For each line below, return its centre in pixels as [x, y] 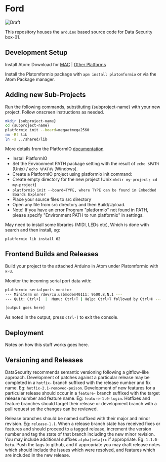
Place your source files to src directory [52, 199]
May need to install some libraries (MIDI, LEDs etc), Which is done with [77, 225]
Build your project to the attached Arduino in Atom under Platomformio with [82, 266]
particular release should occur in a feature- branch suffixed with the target [83, 393]
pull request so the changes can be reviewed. [51, 409]
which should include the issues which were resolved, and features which [80, 450]
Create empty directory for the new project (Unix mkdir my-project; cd [84, 179]
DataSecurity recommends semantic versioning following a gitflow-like [77, 372]
